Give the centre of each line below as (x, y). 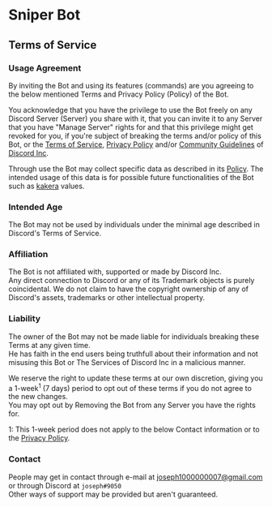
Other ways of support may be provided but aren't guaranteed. (113, 494)
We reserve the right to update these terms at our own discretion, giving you (136, 378)
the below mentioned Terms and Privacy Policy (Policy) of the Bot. (119, 94)
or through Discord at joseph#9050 (65, 485)
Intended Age (36, 207)
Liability (24, 319)
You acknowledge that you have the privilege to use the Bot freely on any (130, 110)
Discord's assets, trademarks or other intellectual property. (106, 298)
